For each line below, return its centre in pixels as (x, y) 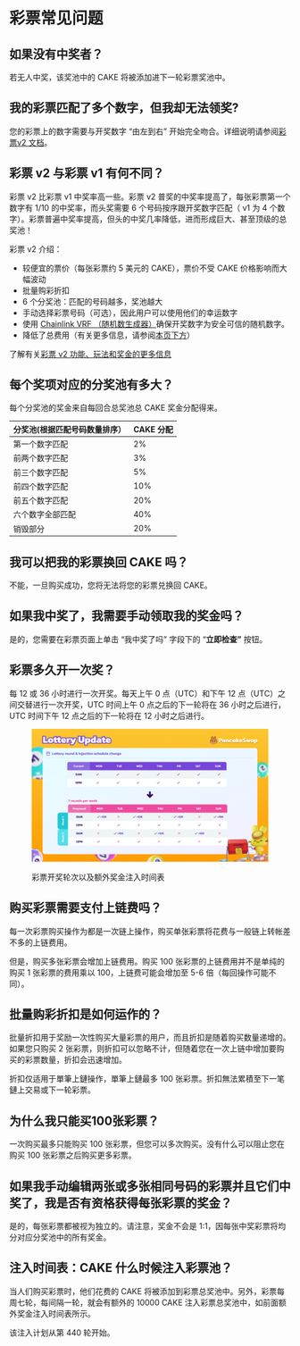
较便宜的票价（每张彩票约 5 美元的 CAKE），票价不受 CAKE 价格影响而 (150, 268)
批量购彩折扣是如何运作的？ (86, 1014)
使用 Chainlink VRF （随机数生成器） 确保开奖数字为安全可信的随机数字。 (156, 323)
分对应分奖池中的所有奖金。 (60, 1237)
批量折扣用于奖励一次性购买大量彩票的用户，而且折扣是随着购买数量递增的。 (150, 1038)
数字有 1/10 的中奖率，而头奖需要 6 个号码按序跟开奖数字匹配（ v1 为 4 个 (144, 207)
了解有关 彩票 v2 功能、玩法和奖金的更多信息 (91, 354)
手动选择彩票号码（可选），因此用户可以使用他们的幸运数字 (130, 313)
